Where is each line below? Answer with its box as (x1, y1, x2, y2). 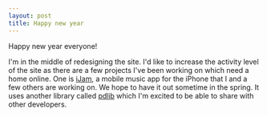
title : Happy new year (8, 19, 84, 27)
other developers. (8, 99, 67, 109)
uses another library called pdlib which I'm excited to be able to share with (8, 91, 254, 100)
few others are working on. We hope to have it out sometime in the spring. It (8, 82, 259, 92)
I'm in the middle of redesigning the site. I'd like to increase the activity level (8, 57, 259, 67)
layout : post (8, 11, 52, 20)
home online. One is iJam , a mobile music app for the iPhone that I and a (8, 74, 248, 83)
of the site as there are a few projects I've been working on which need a (8, 65, 249, 75)
